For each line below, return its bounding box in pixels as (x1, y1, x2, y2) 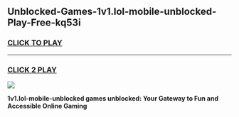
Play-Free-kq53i (7, 17, 81, 29)
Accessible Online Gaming (7, 101, 87, 110)
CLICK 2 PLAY (7, 65, 57, 74)
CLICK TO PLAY (7, 38, 63, 48)
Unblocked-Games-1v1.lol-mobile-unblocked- (7, 6, 217, 18)
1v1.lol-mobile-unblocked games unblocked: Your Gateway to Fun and (7, 94, 219, 102)
